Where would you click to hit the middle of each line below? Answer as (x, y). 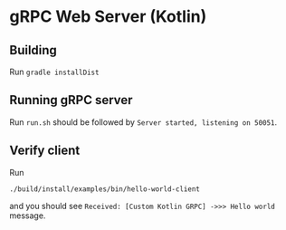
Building (33, 50)
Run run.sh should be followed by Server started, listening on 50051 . (143, 122)
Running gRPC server (71, 100)
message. (28, 216)
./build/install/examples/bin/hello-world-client (105, 189)
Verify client (45, 151)
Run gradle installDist (54, 72)
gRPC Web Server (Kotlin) (108, 17)
